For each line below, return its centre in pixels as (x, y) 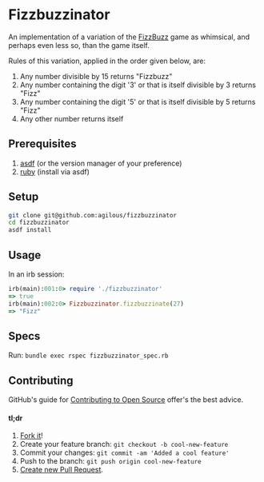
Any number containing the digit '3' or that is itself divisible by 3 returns (138, 85)
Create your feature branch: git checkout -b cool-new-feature (124, 444)
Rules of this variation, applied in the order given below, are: (107, 61)
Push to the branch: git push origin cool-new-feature (110, 461)
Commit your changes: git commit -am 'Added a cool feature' (124, 452)
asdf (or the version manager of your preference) (101, 163)
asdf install (30, 230)
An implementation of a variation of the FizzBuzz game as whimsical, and (129, 37)
